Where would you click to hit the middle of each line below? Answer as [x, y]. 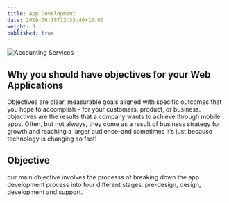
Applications [35, 85]
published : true [31, 33]
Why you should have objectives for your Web [109, 74]
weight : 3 [22, 26]
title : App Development [42, 14]
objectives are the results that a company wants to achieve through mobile [114, 117]
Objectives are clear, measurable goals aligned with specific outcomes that [114, 102]
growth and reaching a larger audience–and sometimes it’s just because [110, 132]
